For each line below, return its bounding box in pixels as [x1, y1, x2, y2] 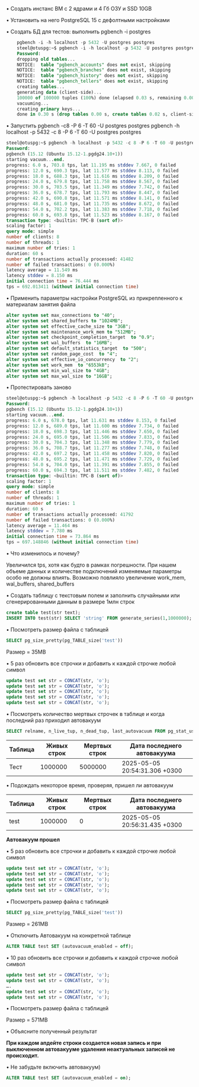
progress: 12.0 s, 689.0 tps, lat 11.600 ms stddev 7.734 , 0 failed [6, 423, 179, 429]
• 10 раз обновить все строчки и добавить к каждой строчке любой [6, 954, 179, 961]
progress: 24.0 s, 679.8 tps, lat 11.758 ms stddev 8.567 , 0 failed [6, 178, 179, 185]
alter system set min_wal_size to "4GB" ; [6, 367, 110, 373]
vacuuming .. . [17, 100, 49, 106]
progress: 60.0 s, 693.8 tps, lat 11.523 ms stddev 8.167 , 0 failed [6, 212, 179, 218]
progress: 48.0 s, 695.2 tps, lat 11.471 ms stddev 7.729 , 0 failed [6, 456, 179, 462]
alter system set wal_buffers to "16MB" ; [6, 340, 113, 346]
